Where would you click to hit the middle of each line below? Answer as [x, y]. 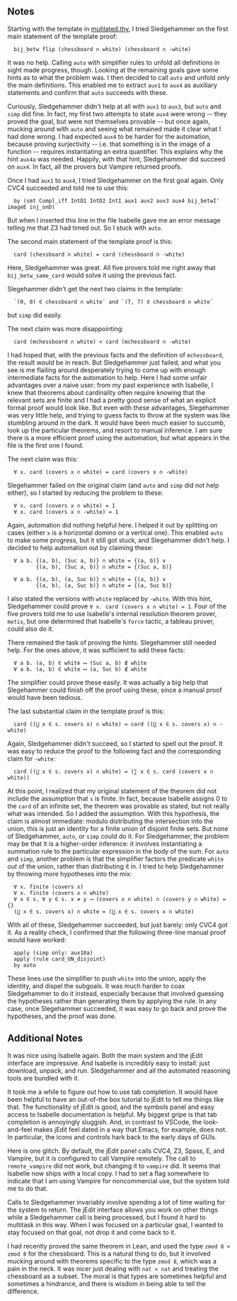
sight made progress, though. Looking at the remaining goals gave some [113, 69]
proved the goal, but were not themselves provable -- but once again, [109, 121]
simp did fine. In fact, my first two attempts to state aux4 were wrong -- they [117, 113]
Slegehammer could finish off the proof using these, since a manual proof [115, 690]
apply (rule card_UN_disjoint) [60, 959]
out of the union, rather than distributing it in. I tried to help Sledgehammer [116, 866]
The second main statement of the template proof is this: [90, 241]
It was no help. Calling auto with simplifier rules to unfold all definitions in [114, 62]
